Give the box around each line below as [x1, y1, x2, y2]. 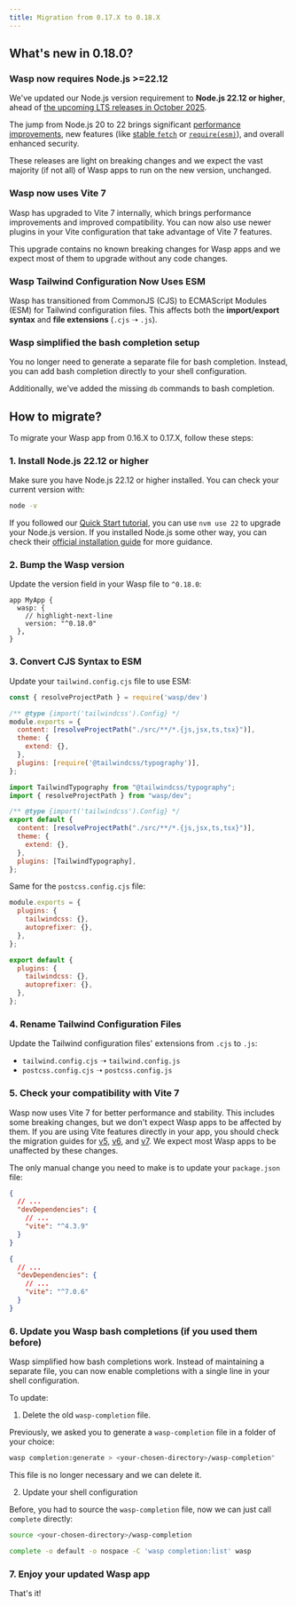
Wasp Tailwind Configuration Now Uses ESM [9, 275, 206, 287]
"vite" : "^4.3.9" [25, 1222, 90, 1231]
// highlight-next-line [25, 611, 113, 620]
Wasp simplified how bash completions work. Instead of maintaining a [9, 1356, 265, 1367]
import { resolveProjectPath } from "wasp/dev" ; [9, 791, 192, 800]
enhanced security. [9, 139, 80, 149]
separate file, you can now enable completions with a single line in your [9, 1366, 270, 1377]
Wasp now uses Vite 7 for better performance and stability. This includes [9, 1107, 275, 1118]
